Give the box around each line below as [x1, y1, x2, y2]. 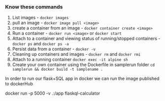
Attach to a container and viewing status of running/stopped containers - [12, 35, 161, 41]
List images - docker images [12, 15, 69, 21]
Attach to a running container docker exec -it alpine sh [12, 57, 128, 63]
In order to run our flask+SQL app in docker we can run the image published [5, 75, 160, 82]
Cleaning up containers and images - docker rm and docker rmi [12, 51, 141, 57]
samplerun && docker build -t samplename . [12, 67, 103, 72]
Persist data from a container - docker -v [12, 46, 96, 52]
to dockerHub [5, 81, 33, 87]
